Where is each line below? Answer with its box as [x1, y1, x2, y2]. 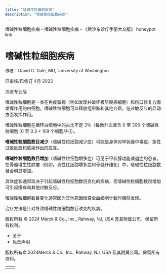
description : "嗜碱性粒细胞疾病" [5, 12, 68, 17]
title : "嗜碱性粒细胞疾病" [5, 7, 55, 12]
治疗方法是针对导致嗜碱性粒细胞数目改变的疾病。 [5, 206, 105, 212]
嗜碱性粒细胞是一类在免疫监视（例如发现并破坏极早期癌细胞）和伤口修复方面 [5, 99, 161, 105]
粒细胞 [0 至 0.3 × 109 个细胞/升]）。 [5, 128, 78, 134]
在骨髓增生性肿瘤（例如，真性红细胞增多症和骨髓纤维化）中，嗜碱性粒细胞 [5, 162, 157, 168]
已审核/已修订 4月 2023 [5, 78, 53, 84]
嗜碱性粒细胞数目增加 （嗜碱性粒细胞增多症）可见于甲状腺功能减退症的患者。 [5, 155, 161, 161]
